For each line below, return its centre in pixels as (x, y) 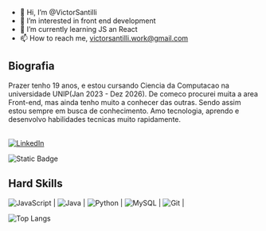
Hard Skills (35, 184)
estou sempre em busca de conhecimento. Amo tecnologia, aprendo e (124, 111)
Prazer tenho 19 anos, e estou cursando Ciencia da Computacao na (119, 85)
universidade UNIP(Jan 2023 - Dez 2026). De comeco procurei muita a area (133, 94)
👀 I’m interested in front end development (88, 21)
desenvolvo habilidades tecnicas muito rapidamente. (95, 119)
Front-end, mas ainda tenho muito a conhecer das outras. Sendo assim (125, 102)
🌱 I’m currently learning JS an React (78, 29)
